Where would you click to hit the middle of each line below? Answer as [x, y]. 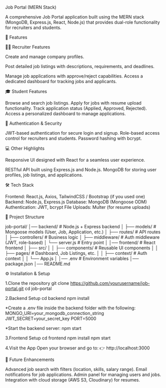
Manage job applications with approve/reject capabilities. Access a [74, 76]
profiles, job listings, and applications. [44, 175]
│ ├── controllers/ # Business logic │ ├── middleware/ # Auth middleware [82, 237]
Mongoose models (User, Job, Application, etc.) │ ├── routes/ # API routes [83, 232]
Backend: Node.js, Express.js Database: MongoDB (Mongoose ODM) [76, 202]
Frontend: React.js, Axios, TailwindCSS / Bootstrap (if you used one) [75, 197]
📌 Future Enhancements [30, 359]
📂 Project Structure [25, 217]
